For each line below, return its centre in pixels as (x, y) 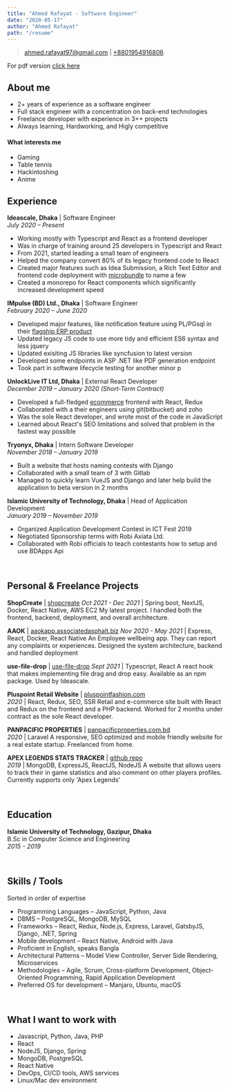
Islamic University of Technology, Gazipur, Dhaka (79, 831)
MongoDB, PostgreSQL (50, 1058)
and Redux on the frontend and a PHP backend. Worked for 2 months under (115, 709)
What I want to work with (62, 1020)
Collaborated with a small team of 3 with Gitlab (84, 473)
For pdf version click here (44, 66)
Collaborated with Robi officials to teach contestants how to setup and (117, 544)
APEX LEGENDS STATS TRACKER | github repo (75, 758)
